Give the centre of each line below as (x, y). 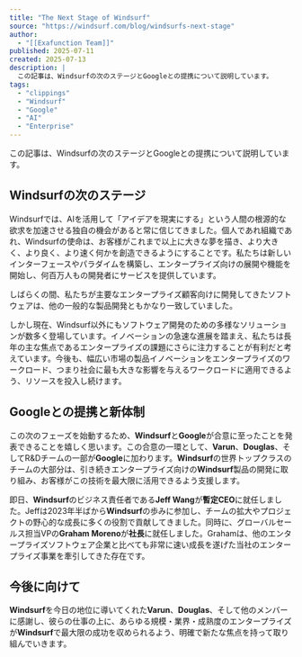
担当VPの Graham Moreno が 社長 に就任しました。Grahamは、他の (147, 533)
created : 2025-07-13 (48, 59)
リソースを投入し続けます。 (75, 381)
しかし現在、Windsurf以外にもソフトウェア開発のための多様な (125, 324)
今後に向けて (45, 587)
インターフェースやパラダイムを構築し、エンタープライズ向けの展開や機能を (150, 264)
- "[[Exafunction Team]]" (66, 43)
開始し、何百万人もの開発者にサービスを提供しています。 (115, 274)
